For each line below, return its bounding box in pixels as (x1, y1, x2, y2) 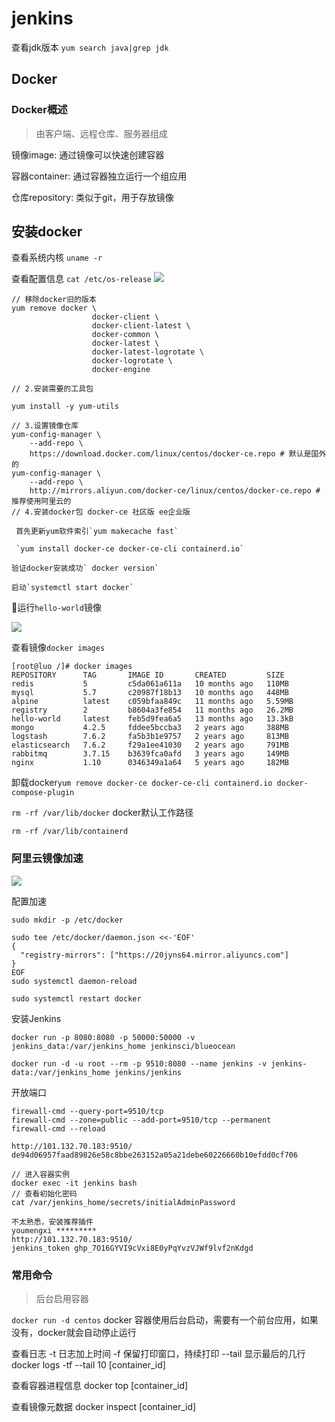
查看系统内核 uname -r (11, 252, 103, 264)
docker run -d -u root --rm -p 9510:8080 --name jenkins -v (11, 1058, 268, 1069)
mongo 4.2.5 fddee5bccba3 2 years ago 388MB (11, 723, 289, 733)
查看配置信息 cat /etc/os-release (11, 273, 152, 285)
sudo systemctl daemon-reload (11, 976, 138, 986)
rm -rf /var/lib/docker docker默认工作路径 (11, 807, 194, 819)
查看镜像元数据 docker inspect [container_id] (11, 1401, 197, 1413)
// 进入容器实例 (11, 1169, 70, 1179)
